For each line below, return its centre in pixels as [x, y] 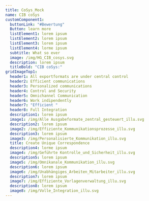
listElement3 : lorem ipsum [38, 43]
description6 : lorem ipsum [38, 167]
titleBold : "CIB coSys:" [36, 67]
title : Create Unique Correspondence [50, 143]
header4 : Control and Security [43, 91]
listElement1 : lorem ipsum [38, 34]
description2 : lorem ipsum [38, 124]
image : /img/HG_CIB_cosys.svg [42, 58]
